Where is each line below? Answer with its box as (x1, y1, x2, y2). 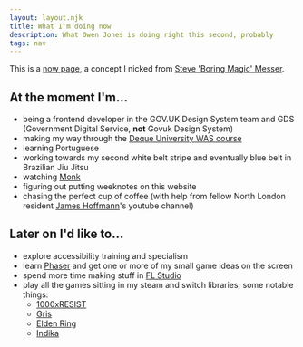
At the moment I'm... (9, 90, 129, 105)
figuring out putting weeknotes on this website (22, 181, 197, 192)
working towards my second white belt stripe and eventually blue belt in (22, 152, 292, 163)
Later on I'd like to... (9, 227, 124, 242)
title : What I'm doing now (9, 22, 112, 31)
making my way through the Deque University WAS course (22, 133, 242, 144)
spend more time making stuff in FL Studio (22, 269, 181, 281)
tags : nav (9, 38, 47, 48)
